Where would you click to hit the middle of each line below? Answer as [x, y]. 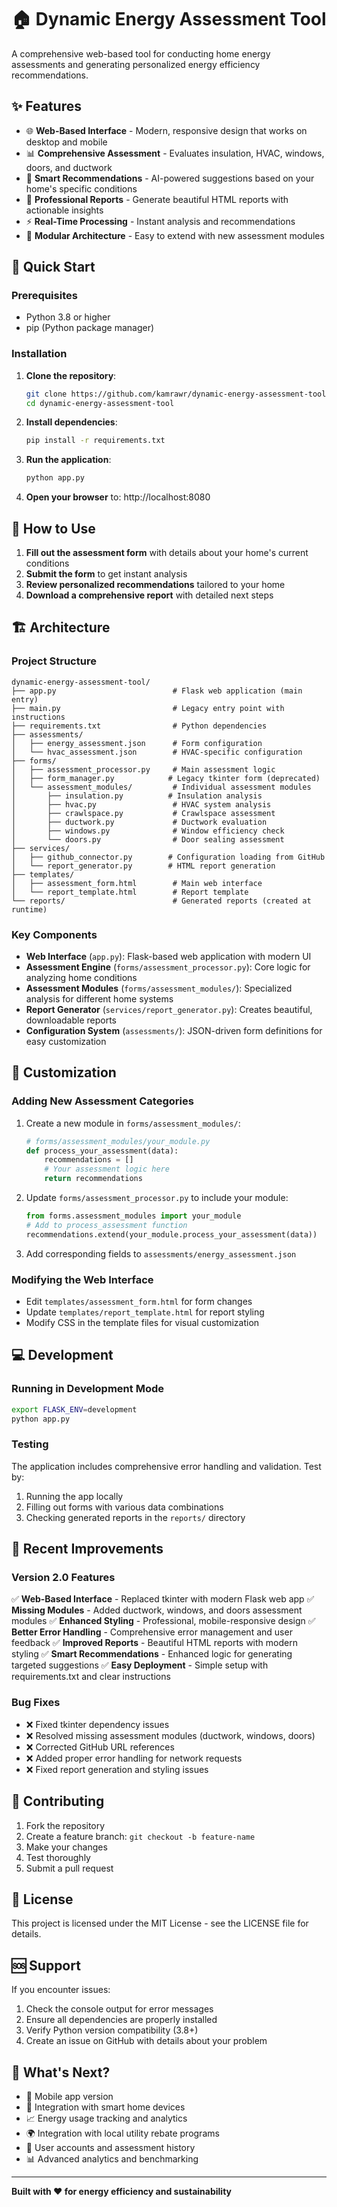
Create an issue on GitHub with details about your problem [146, 2041]
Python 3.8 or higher [68, 317]
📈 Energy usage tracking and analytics [106, 2118]
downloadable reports [71, 1020]
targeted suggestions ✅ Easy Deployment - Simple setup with [140, 1665]
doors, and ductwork [69, 167]
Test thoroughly [58, 1857]
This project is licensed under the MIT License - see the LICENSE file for [160, 1923]
